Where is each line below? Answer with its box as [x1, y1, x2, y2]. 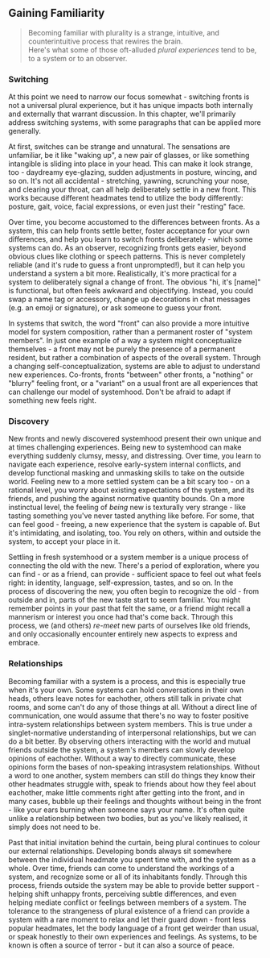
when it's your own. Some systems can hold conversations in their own [8, 685, 244, 695]
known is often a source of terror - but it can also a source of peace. [8, 940, 235, 950]
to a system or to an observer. [27, 53, 128, 63]
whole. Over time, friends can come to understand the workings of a [8, 863, 235, 873]
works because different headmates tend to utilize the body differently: [8, 193, 243, 203]
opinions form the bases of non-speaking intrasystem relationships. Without [8, 761, 260, 772]
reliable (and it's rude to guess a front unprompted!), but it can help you [8, 260, 245, 270]
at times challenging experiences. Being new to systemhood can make [8, 442, 243, 452]
